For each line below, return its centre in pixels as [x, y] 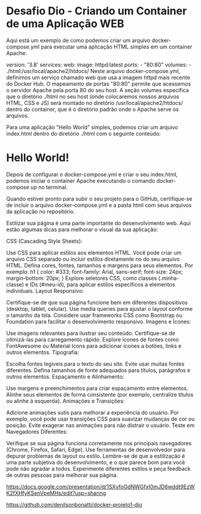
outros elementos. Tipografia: [43, 352]
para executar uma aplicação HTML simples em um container [117, 47]
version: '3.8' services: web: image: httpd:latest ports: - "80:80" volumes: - [99, 65]
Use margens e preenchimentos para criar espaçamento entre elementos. [97, 388]
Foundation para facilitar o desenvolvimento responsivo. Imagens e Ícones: [99, 321]
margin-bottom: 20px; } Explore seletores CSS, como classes [82, 278]
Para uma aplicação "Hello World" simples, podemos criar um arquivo [92, 127]
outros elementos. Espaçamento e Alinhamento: [65, 376]
